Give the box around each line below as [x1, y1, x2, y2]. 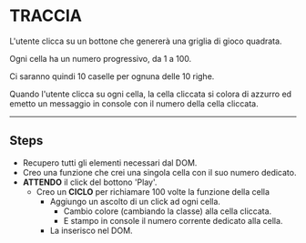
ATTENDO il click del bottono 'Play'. [22, 177, 158, 187]
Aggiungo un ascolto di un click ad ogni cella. [49, 196, 221, 207]
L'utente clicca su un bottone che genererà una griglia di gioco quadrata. [9, 35, 282, 46]
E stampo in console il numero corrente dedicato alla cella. [63, 215, 283, 226]
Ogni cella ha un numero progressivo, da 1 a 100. [9, 53, 192, 64]
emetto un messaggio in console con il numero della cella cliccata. [9, 97, 259, 109]
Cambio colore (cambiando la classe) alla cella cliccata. [63, 206, 272, 217]
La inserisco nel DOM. [49, 225, 134, 236]
